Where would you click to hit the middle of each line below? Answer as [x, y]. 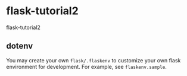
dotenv [20, 46]
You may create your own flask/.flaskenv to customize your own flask [93, 60]
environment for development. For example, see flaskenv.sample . [86, 66]
